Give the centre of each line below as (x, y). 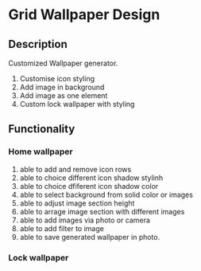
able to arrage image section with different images (102, 211)
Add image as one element (64, 96)
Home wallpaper (41, 151)
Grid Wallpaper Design (84, 15)
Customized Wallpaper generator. (63, 63)
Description (38, 44)
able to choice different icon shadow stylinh (91, 178)
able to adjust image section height (77, 203)
